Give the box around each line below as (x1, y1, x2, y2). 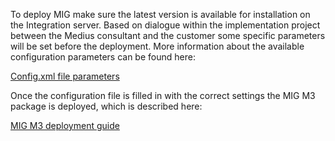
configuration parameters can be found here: (10, 51, 196, 63)
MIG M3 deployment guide (10, 120, 120, 131)
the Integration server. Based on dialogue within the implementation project (10, 19, 321, 31)
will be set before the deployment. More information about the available (10, 40, 305, 52)
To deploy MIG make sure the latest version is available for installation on (10, 9, 311, 20)
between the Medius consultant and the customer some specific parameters (10, 30, 326, 41)
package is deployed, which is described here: (10, 100, 203, 112)
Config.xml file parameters (10, 70, 120, 82)
